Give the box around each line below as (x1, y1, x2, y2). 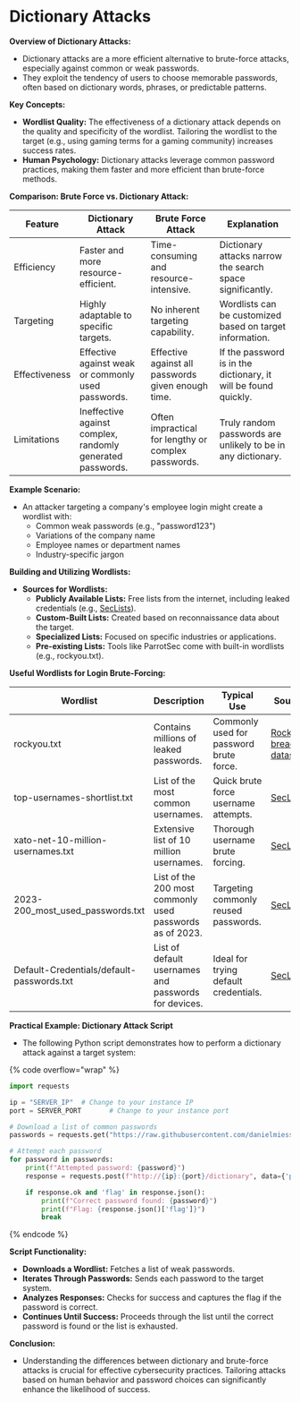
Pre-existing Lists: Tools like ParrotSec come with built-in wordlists (35, 640, 285, 651)
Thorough (212, 822, 254, 834)
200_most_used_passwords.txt (13, 904, 146, 917)
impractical (150, 422, 198, 434)
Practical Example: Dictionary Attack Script (9, 1020, 174, 1030)
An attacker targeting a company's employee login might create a (21, 501, 263, 512)
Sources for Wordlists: (21, 584, 108, 594)
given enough (150, 379, 208, 391)
